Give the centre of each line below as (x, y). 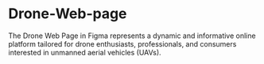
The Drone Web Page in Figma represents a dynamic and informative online (132, 36)
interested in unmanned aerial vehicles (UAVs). (85, 52)
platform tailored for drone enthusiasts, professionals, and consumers (122, 43)
